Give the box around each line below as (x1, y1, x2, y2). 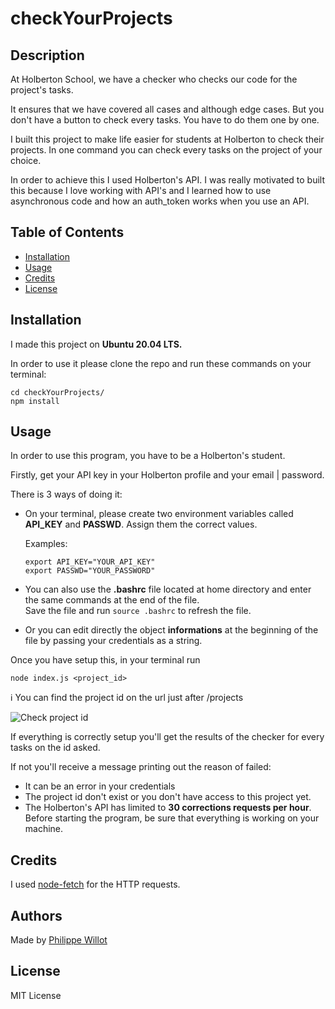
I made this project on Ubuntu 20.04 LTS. (10, 338, 183, 350)
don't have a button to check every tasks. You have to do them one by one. (10, 114, 320, 126)
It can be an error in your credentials (24, 780, 176, 792)
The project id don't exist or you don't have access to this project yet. (24, 791, 312, 803)
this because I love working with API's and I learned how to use (10, 185, 272, 196)
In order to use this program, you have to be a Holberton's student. (10, 450, 286, 462)
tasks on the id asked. (10, 742, 101, 754)
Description (10, 47, 85, 64)
